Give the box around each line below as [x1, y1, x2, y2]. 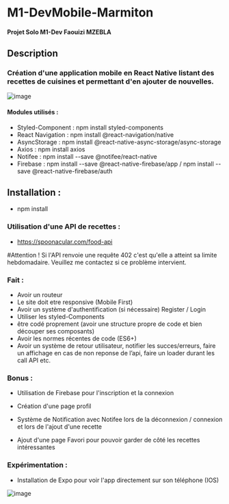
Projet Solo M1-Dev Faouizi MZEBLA [7, 27, 111, 36]
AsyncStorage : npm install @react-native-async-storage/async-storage [16, 138, 221, 146]
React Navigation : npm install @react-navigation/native [16, 130, 174, 138]
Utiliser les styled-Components [16, 313, 105, 321]
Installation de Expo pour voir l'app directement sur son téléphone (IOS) [16, 476, 219, 484]
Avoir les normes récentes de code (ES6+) [16, 334, 137, 343]
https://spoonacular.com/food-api [16, 238, 113, 246]
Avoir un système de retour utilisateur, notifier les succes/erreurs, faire [16, 342, 216, 350]
